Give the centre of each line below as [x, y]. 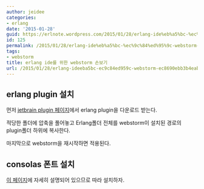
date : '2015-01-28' [31, 29]
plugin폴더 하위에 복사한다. [39, 130]
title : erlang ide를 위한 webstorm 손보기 [57, 62]
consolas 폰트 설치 [40, 164]
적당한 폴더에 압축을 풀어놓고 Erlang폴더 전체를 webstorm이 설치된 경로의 [94, 123]
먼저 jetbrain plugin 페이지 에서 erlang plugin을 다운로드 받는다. [82, 110]
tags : [13, 51]
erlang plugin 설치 [40, 94]
